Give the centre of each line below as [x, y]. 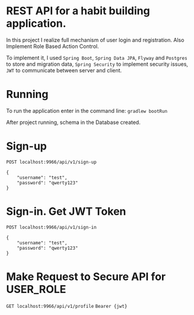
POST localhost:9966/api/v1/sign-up [51, 162]
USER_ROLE [36, 289]
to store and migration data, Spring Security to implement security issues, [97, 64]
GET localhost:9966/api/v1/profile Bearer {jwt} [67, 306]
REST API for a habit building [78, 11]
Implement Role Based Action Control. [53, 46]
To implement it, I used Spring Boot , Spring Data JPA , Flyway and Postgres [97, 58]
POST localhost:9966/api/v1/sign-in [51, 227]
